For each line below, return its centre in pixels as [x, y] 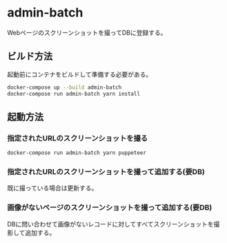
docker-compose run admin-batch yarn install [73, 94]
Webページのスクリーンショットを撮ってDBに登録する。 [87, 32]
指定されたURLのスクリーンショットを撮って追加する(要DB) [106, 171]
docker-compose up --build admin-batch [65, 87]
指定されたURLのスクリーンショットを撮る [78, 138]
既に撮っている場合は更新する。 [52, 188]
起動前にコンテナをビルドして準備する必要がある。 [80, 74]
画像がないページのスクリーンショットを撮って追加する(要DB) [110, 208]
